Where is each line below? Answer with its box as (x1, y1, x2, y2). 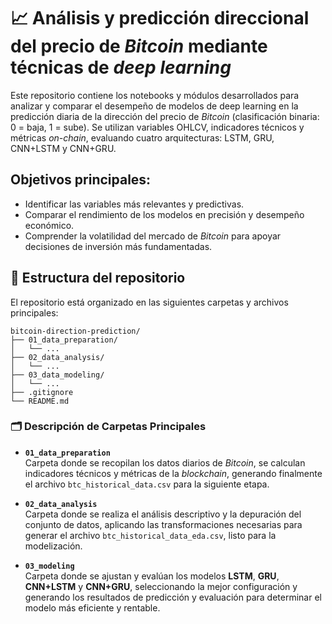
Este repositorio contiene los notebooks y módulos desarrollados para (10, 89, 300, 101)
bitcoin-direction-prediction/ (10, 326, 141, 336)
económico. (24, 219, 75, 231)
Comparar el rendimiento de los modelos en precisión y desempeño (24, 208, 305, 220)
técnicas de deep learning (10, 56, 232, 79)
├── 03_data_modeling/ (10, 370, 105, 380)
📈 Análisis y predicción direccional (10, 7, 310, 30)
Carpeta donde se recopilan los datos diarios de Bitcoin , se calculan (24, 456, 306, 469)
